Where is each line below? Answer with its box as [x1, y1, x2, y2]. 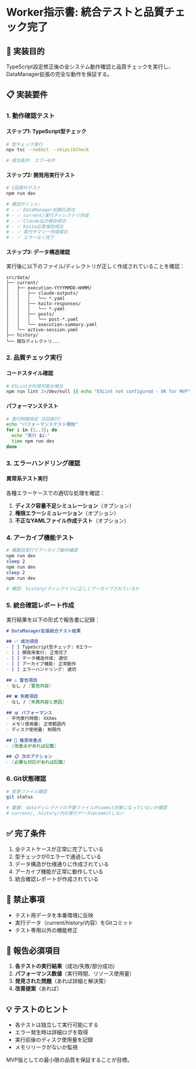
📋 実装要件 [6, 90, 48, 100]
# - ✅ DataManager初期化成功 [6, 207, 76, 213]
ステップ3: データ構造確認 [6, 248, 70, 255]
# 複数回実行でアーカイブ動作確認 [6, 548, 78, 554]
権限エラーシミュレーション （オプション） [14, 509, 119, 517]
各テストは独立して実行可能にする [14, 1021, 99, 1028]
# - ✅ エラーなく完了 [6, 234, 55, 241]
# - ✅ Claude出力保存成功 [6, 218, 67, 224]
